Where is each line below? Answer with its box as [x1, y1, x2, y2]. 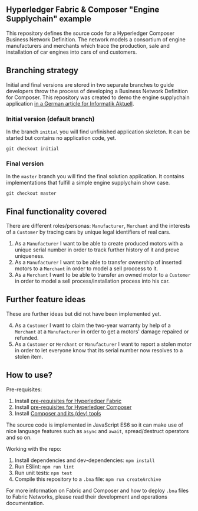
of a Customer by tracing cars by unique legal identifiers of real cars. [6, 228, 171, 235]
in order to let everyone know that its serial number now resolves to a [14, 346, 183, 353]
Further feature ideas [6, 294, 86, 304]
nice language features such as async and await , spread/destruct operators [6, 427, 189, 434]
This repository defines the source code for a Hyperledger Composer [6, 30, 175, 37]
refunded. [14, 334, 39, 341]
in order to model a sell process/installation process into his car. [14, 277, 170, 285]
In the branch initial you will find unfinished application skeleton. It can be [6, 128, 190, 135]
